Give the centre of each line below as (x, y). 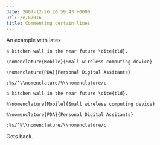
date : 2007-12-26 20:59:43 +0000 (48, 12)
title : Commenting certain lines (48, 23)
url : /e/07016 (24, 18)
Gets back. (20, 137)
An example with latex (34, 40)
